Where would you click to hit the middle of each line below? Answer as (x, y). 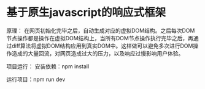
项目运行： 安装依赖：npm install (48, 66)
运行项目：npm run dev (36, 79)
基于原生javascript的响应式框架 (86, 12)
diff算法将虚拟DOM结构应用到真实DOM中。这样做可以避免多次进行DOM (102, 46)
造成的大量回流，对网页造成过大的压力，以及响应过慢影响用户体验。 (98, 53)
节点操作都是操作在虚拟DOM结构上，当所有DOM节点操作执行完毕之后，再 (100, 38)
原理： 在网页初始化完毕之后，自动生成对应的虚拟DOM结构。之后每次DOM (101, 30)
